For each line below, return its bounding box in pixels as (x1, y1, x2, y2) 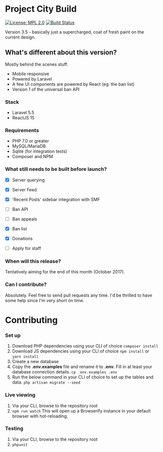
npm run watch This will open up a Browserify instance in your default (12, 408, 151, 413)
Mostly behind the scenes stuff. (5, 61, 69, 67)
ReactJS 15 (12, 115, 35, 121)
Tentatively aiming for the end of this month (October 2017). (5, 269, 125, 275)
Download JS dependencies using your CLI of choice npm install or (12, 348, 149, 354)
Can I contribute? (5, 281, 47, 288)
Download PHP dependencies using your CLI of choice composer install (12, 343, 159, 349)
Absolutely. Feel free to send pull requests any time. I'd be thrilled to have (5, 292, 152, 298)
